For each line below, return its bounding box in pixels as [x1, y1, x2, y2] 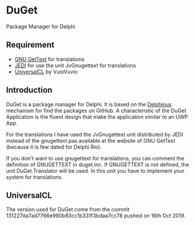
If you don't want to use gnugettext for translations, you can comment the [6, 155, 185, 162]
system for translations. [6, 173, 63, 180]
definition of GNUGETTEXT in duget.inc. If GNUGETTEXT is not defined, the [6, 161, 190, 168]
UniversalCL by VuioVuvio [14, 68, 78, 75]
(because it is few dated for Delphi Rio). [6, 143, 102, 150]
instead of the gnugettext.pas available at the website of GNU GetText [6, 137, 176, 144]
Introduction [6, 85, 53, 95]
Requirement [6, 40, 55, 50]
